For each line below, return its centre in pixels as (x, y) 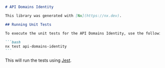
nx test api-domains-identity (36, 47)
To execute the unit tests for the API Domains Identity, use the (74, 33)
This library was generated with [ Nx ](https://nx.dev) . (63, 16)
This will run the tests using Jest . (39, 60)
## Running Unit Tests (28, 24)
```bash (13, 42)
